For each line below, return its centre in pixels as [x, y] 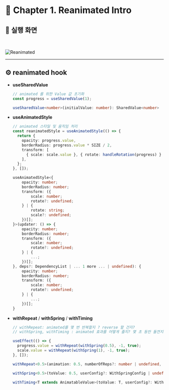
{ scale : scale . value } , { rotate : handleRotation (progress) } [94, 155]
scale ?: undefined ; [51, 215]
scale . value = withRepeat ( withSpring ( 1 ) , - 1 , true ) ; [74, 351]
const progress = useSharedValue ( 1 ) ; [52, 99]
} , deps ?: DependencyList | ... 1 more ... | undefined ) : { [77, 266]
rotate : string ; [48, 211]
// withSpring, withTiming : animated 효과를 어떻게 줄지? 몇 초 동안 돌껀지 [88, 332]
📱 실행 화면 [21, 30]
